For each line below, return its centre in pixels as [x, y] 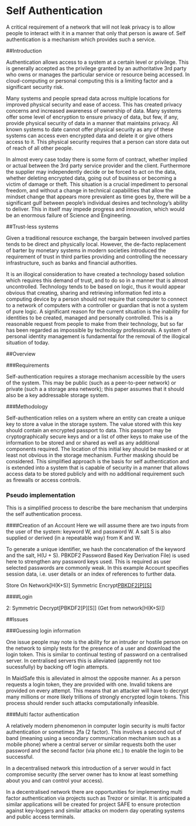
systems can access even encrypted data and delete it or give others [89, 135]
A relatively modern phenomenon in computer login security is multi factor [96, 726]
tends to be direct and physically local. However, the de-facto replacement [96, 244]
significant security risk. [35, 87]
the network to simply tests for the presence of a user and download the [93, 648]
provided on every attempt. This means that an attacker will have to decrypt [97, 691]
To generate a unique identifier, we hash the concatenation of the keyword [96, 549]
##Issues [17, 619]
